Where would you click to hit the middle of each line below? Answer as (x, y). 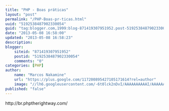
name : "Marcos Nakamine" (40, 75)
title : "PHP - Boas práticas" (37, 10)
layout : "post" (21, 14)
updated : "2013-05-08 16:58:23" (39, 38)
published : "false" (26, 89)
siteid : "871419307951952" (43, 51)
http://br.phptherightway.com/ (36, 103)
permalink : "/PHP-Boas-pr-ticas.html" (46, 19)
